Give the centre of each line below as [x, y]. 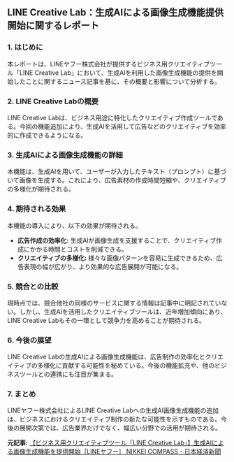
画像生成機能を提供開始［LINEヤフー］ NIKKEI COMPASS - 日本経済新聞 [117, 452]
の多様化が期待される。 [41, 189]
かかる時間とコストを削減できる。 [79, 249]
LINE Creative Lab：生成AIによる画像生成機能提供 [116, 13]
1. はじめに [25, 48]
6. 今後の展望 [29, 340]
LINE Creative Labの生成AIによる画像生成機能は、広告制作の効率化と [107, 357]
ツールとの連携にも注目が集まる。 [68, 374]
